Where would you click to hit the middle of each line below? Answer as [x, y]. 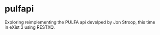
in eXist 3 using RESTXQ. [30, 27]
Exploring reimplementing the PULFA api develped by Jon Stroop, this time [80, 22]
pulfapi [19, 9]
